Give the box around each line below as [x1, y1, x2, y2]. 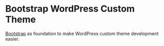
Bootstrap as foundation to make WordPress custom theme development [5, 30, 159, 36]
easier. [5, 36, 19, 42]
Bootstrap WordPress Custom [5, 3, 135, 15]
